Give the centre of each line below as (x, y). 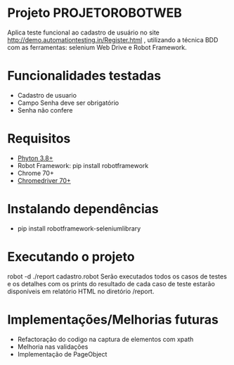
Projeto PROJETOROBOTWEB (95, 13)
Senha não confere (45, 110)
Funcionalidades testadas (84, 76)
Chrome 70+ (35, 173)
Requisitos (39, 139)
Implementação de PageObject (62, 354)
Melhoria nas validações (53, 347)
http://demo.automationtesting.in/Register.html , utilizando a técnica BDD (113, 39)
